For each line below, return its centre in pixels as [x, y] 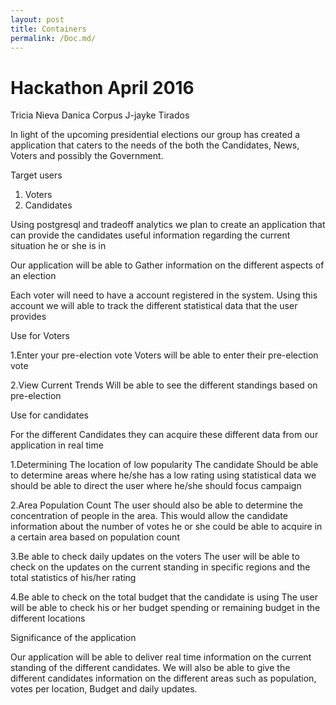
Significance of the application [73, 638]
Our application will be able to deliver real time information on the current [161, 657]
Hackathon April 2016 [102, 87]
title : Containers [48, 29]
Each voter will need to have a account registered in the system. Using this [164, 295]
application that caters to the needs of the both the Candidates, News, [155, 145]
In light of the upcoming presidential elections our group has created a [155, 135]
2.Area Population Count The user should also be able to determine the [156, 505]
